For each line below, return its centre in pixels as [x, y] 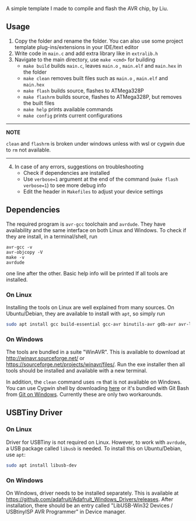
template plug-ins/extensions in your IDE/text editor [76, 47]
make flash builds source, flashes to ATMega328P [83, 91]
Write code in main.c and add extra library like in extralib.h [86, 53]
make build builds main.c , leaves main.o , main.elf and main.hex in [102, 65]
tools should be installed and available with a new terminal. [77, 371]
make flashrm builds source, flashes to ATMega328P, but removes [102, 96]
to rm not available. [29, 150]
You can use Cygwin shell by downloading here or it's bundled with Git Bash [98, 388]
